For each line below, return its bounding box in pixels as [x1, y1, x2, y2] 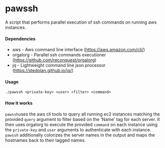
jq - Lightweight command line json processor [12, 62, 106, 68]
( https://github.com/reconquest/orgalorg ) [12, 57, 97, 63]
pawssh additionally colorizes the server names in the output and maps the [5, 132, 155, 138]
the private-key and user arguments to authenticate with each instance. [5, 126, 151, 133]
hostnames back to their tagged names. [5, 137, 86, 143]
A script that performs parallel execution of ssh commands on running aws [5, 19, 157, 25]
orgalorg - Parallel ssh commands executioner [12, 52, 106, 58]
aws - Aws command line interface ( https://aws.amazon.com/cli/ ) [12, 47, 145, 53]
